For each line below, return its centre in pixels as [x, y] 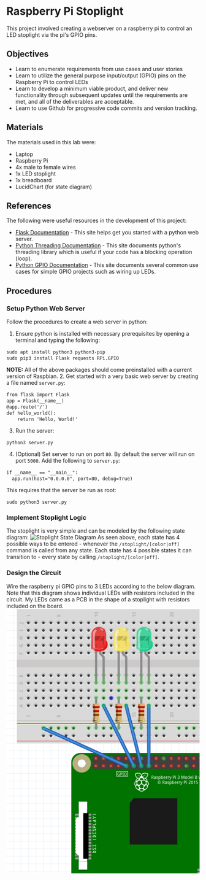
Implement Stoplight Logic [47, 517]
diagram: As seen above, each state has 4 [93, 538]
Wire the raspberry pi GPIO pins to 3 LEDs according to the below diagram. [101, 586]
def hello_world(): [31, 413]
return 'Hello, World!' [48, 419]
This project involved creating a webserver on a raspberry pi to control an [99, 28]
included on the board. [35, 606]
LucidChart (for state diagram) [54, 187]
